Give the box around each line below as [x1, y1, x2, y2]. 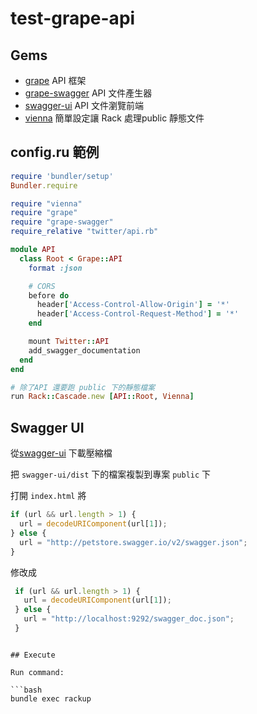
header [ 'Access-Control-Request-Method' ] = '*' [36, 309, 240, 319]
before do [28, 290, 70, 301]
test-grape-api [10, 7, 136, 30]
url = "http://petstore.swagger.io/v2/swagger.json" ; [19, 537, 248, 547]
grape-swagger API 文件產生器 [24, 87, 153, 99]
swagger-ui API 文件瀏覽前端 [24, 100, 144, 111]
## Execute [10, 650, 56, 660]
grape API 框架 [24, 75, 87, 86]
